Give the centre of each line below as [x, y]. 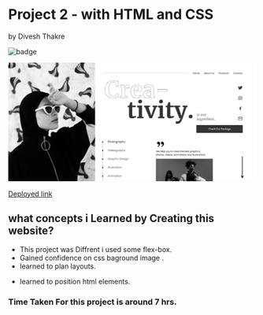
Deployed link [30, 194]
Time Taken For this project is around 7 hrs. [93, 302]
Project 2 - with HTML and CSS [111, 15]
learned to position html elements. [75, 282]
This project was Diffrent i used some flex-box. [96, 250]
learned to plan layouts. [57, 266]
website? [31, 231]
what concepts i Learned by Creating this [111, 219]
